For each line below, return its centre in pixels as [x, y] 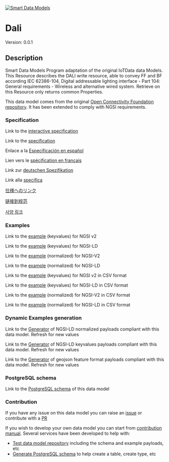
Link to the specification [30, 141]
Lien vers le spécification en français [43, 160]
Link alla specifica [24, 180]
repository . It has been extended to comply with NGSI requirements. [76, 107]
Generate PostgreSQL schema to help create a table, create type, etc [84, 454]
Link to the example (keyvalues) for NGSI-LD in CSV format [67, 285]
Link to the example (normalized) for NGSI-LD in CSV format [68, 305]
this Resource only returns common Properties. [54, 91]
